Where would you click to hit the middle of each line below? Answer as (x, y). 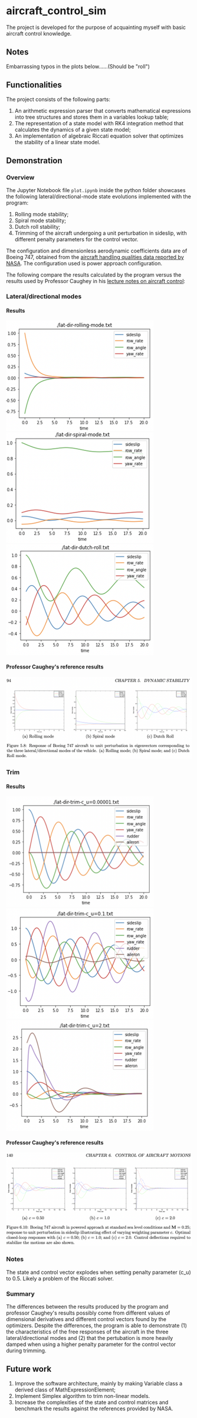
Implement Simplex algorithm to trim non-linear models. (82, 1396)
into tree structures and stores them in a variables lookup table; (92, 117)
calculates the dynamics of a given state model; (73, 129)
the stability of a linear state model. (58, 142)
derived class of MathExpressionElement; (65, 1390)
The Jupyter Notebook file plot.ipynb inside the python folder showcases (96, 190)
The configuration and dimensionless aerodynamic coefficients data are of (97, 251)
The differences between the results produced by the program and (87, 1306)
